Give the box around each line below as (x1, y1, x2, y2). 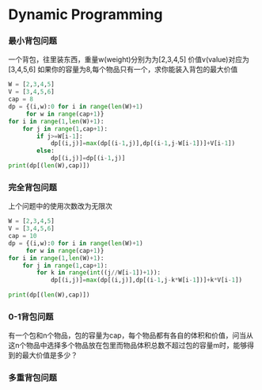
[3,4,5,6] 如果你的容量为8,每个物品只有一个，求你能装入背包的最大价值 (8, 65, 238, 75)
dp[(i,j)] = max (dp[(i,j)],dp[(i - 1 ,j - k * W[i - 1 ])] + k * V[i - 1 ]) (50, 276, 243, 285)
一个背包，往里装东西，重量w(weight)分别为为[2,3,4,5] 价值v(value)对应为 (8, 55, 249, 64)
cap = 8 (8, 95, 34, 104)
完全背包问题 (8, 182, 58, 193)
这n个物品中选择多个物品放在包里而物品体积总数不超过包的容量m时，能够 (8, 341, 248, 350)
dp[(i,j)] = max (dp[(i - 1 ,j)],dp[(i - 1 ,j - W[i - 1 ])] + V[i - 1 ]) (50, 140, 236, 147)
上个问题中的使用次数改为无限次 (8, 201, 112, 211)
